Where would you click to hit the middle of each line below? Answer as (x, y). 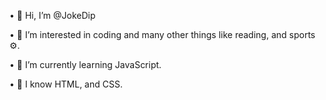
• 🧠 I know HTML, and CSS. (66, 84)
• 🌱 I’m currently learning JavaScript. (85, 64)
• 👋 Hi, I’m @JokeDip (52, 15)
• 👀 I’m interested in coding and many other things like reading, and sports (162, 34)
